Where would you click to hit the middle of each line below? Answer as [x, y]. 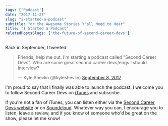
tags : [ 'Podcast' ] [24, 10]
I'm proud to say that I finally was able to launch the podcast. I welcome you [84, 87]
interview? [28, 68]
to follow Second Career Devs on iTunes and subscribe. [63, 93]
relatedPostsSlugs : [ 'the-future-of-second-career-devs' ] [67, 33]
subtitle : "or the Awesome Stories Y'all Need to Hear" [65, 24]
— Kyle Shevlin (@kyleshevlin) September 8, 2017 [69, 78]
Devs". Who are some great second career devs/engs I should [82, 62]
